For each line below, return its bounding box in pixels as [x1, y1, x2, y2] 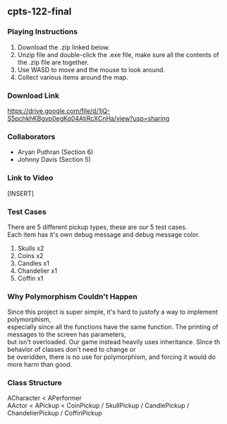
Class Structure [7, 378, 62, 388]
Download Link [7, 90, 60, 100]
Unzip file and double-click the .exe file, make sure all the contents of [17, 50, 220, 59]
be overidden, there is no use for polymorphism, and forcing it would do [7, 353, 216, 361]
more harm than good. [7, 360, 73, 369]
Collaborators [7, 131, 56, 141]
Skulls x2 [17, 244, 44, 252]
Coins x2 [17, 251, 44, 260]
